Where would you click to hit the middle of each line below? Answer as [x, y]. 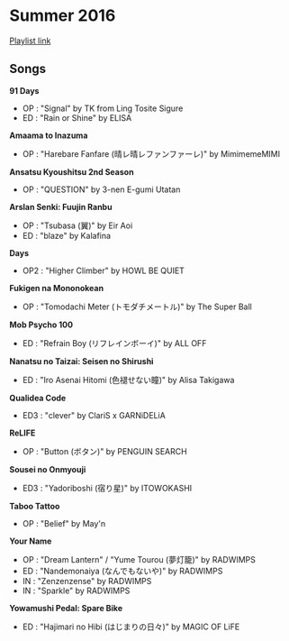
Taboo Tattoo [35, 506]
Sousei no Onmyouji [48, 469]
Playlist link [30, 41]
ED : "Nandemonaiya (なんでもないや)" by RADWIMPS [122, 571]
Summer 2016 [63, 16]
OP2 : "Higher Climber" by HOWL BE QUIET [103, 270]
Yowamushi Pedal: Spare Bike [66, 608]
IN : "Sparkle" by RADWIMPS [76, 591]
